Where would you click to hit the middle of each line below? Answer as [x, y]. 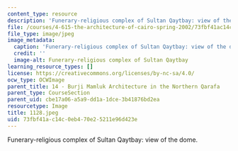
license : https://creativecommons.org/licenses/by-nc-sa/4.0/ [101, 73]
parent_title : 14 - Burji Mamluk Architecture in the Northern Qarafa [114, 86]
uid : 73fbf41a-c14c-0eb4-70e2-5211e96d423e [73, 119]
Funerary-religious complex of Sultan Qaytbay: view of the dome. [103, 140]
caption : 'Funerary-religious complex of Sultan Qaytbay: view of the [120, 47]
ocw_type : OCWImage [36, 80]
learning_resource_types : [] [50, 67]
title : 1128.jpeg [33, 113]
